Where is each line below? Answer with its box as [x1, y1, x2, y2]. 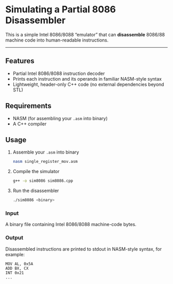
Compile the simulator [12, 168, 60, 175]
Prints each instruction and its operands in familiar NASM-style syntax [12, 75, 162, 82]
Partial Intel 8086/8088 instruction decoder [12, 70, 105, 77]
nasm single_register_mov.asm [12, 159, 78, 164]
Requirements [5, 102, 51, 110]
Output [5, 234, 24, 241]
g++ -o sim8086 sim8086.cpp [12, 178, 73, 183]
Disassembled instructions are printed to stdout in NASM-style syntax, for [5, 245, 162, 252]
